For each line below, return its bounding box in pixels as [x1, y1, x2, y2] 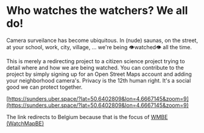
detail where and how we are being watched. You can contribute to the [6, 64, 184, 71]
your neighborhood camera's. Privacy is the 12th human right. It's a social [6, 77, 191, 84]
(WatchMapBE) [6, 120, 44, 127]
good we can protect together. [6, 83, 83, 90]
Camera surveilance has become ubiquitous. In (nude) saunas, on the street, [6, 36, 199, 44]
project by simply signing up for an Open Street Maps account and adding [6, 70, 192, 78]
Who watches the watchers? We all [6, 4, 188, 18]
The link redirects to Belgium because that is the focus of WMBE [6, 113, 168, 120]
